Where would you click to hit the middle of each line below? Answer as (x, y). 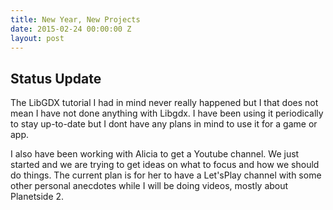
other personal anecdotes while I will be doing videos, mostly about (149, 186)
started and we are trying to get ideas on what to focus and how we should (165, 165)
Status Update (56, 78)
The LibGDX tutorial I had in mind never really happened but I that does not (164, 103)
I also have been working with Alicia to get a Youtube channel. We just (155, 154)
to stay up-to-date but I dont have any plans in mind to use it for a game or (164, 124)
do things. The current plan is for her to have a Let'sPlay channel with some (166, 175)
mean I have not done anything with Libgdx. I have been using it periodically (167, 113)
